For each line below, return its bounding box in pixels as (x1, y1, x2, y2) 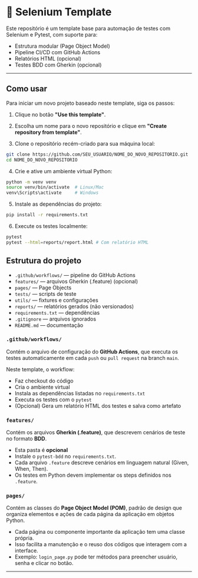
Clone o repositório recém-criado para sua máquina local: (14, 140, 155, 147)
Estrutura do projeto (6, 256, 81, 266)
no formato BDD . (6, 435, 47, 442)
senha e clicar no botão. (14, 560, 74, 567)
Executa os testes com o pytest (14, 396, 92, 403)
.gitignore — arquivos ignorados (14, 315, 96, 322)
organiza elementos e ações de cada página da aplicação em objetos (6, 511, 175, 518)
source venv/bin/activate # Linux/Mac (6, 184, 104, 190)
